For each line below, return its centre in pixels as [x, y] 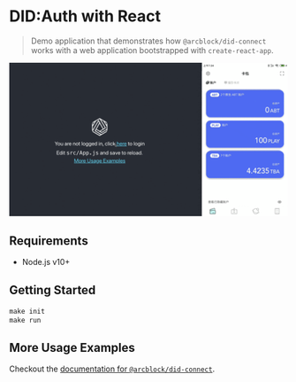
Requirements [49, 241]
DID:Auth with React [85, 16]
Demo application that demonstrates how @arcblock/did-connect [148, 41]
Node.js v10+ [46, 262]
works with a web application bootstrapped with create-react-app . [152, 50]
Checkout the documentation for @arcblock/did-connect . [112, 369]
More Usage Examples [72, 347]
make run [25, 321]
